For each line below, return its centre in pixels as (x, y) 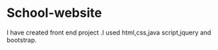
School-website (54, 13)
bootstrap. (22, 39)
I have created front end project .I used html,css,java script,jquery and (109, 32)
